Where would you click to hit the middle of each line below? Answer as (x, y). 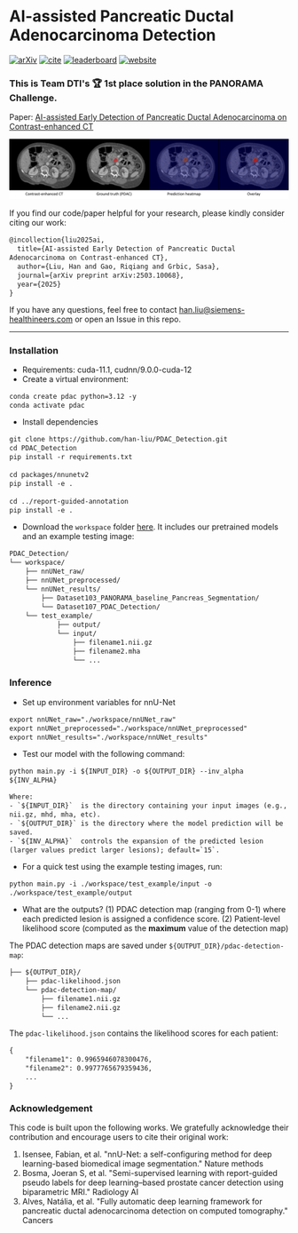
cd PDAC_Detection (43, 449)
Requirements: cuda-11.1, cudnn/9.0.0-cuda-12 (107, 370)
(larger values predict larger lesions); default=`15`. (114, 850)
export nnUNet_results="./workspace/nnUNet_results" (109, 737)
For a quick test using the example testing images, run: (122, 866)
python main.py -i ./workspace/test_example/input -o (111, 884)
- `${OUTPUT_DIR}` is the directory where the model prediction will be (146, 823)
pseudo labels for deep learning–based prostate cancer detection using (153, 1182)
